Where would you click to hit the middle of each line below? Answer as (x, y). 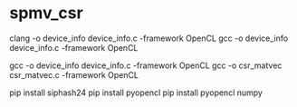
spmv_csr (46, 13)
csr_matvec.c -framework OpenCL (74, 74)
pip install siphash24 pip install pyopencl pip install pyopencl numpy (136, 92)
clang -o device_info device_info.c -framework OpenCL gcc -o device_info (149, 38)
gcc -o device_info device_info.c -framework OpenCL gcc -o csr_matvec (146, 65)
